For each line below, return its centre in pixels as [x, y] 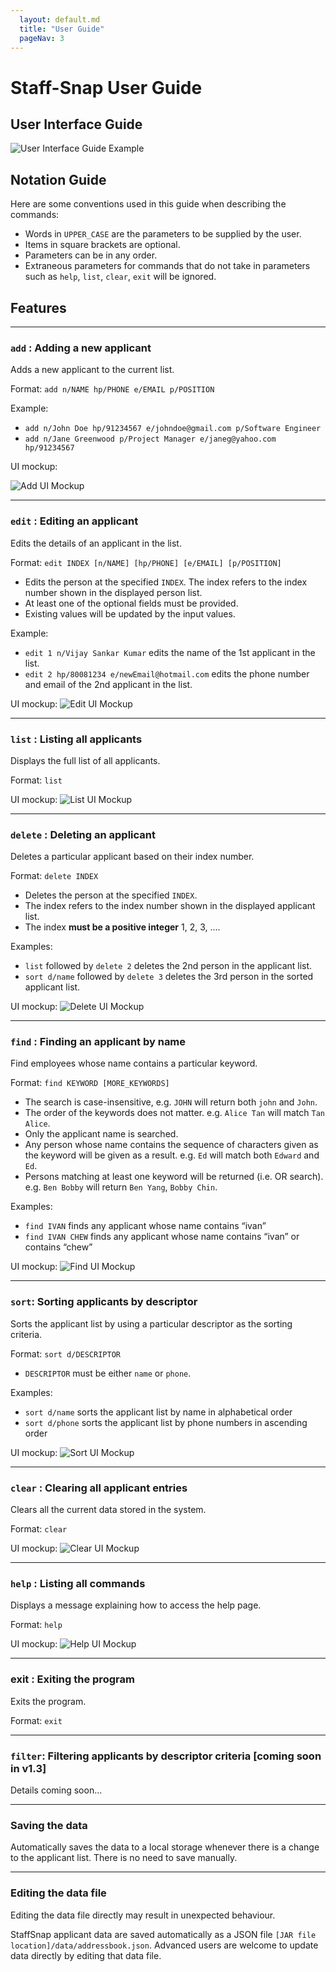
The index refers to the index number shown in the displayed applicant [170, 906]
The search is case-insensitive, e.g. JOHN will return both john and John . [171, 1102]
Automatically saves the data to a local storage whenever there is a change [165, 1847]
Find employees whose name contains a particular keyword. [134, 1063]
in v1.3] [28, 1768]
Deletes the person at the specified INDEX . [111, 895]
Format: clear [39, 1529]
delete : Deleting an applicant [83, 834]
